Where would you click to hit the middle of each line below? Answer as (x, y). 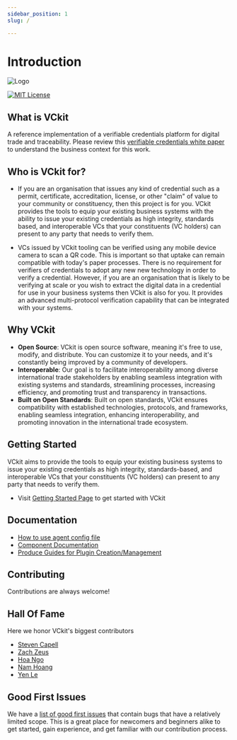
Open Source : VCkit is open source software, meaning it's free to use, (120, 347)
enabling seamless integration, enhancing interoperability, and (108, 414)
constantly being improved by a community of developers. (103, 362)
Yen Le (28, 675)
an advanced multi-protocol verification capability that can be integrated (123, 300)
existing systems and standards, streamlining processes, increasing (116, 385)
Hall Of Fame (36, 614)
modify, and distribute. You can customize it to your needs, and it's (115, 354)
